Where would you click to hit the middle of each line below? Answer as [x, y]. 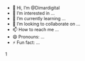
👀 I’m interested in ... [33, 13]
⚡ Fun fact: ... [26, 42]
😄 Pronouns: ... [28, 37]
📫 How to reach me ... [35, 29]
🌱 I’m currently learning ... [39, 18]
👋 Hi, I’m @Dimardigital [36, 8]
